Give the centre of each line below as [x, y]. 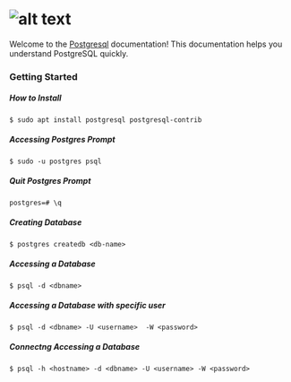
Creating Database [46, 222]
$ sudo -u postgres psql [56, 161]
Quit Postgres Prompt [50, 181]
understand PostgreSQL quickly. [69, 53]
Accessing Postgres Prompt [62, 140]
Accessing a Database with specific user [87, 306]
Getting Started [43, 76]
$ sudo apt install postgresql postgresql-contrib [106, 120]
